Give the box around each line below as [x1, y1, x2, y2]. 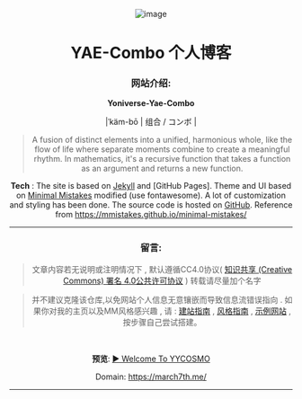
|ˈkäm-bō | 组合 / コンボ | [104, 117, 198, 128]
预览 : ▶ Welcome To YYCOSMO [91, 353, 211, 364]
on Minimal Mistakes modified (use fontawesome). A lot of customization [16, 190, 286, 201]
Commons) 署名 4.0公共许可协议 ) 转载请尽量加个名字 [62, 275, 262, 286]
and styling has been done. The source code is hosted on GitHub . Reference [9, 199, 293, 210]
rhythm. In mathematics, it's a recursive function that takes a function [33, 154, 291, 164]
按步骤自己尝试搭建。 [122, 316, 202, 327]
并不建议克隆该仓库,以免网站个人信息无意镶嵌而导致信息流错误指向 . [31, 294, 283, 305]
